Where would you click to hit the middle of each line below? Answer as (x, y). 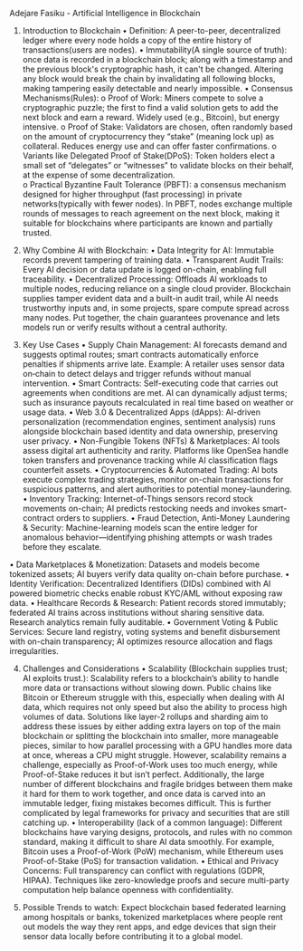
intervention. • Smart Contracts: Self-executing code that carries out (150, 383)
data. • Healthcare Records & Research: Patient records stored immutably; (148, 603)
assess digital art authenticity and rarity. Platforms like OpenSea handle (156, 451)
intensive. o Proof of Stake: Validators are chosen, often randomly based (157, 127)
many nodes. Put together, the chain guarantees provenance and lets (151, 317)
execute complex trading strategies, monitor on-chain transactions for (153, 480)
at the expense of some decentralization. (99, 175)
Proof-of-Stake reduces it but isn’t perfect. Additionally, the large (143, 774)
